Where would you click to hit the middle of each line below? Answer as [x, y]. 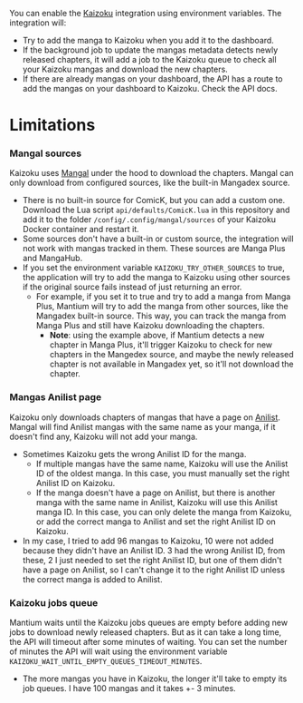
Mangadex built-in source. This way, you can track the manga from [161, 316]
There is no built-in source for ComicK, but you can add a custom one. [154, 200]
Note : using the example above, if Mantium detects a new [157, 336]
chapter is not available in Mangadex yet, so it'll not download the [171, 364]
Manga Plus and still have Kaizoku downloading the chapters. [150, 326]
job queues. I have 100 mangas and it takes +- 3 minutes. [129, 688]
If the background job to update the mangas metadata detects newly [150, 50]
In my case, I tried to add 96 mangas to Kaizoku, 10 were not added [148, 541]
